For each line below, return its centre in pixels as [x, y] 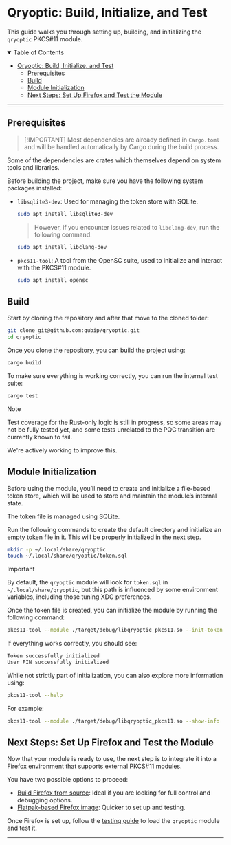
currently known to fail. [40, 437]
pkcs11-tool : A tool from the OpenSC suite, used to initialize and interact [119, 260]
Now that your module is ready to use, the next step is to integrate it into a [112, 759]
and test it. [22, 828]
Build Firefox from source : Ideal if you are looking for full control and [114, 793]
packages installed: [35, 188]
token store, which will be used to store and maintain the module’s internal [112, 496]
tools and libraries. [33, 167]
